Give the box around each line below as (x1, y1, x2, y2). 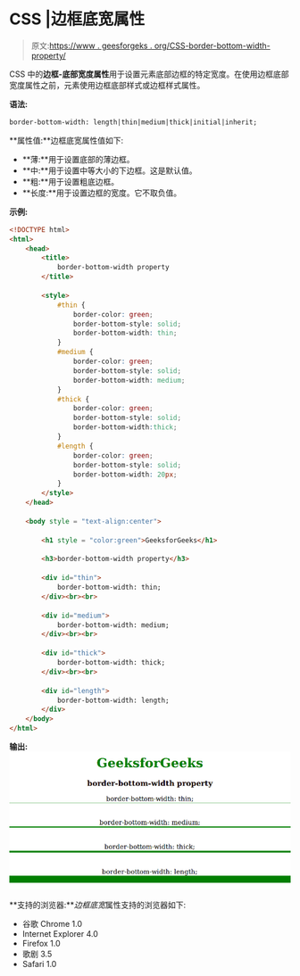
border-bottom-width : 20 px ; (72, 470, 178, 479)
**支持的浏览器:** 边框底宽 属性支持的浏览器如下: (9, 899, 187, 910)
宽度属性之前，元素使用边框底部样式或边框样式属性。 (9, 79, 205, 90)
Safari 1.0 (21, 958, 57, 969)
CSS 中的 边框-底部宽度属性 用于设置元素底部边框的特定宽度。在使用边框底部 (9, 69, 289, 79)
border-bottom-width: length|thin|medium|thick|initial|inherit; (9, 118, 257, 127)
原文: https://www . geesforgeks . (30, 40, 153, 51)
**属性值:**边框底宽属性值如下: (9, 135, 124, 145)
